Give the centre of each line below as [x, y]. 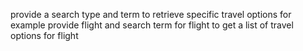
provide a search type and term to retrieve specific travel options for [151, 14]
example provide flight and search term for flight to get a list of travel [152, 25]
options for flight [44, 35]
